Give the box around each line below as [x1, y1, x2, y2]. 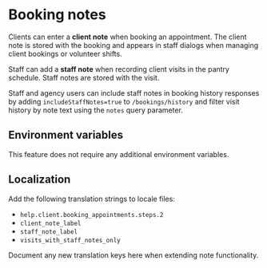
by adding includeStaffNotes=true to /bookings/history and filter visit [8, 97, 240, 106]
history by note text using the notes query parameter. [8, 105, 184, 115]
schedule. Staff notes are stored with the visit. [8, 73, 160, 82]
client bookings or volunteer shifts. [8, 49, 122, 58]
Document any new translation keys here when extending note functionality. [8, 250, 259, 260]
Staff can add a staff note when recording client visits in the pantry [8, 64, 230, 73]
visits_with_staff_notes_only [19, 236, 122, 244]
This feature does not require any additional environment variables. [8, 149, 229, 159]
